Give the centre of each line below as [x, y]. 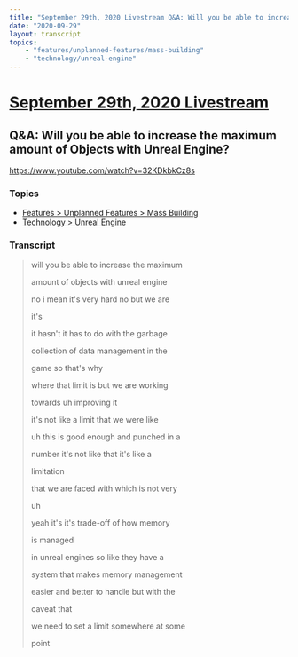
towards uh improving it [74, 402]
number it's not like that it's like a [91, 454]
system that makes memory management [107, 574]
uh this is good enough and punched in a [106, 437]
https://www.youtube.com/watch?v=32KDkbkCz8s [102, 170]
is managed [52, 540]
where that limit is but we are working [99, 385]
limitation [47, 471]
